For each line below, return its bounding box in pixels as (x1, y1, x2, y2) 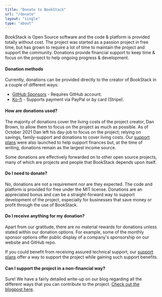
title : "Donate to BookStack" (5, 7, 66, 12)
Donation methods (5, 66, 44, 72)
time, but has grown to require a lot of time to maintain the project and (5, 44, 145, 50)
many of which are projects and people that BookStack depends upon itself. (5, 159, 157, 165)
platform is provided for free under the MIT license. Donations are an (5, 186, 143, 192)
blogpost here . (5, 286, 34, 293)
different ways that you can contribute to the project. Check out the (5, 281, 140, 287)
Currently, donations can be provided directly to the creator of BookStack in (5, 77, 157, 83)
